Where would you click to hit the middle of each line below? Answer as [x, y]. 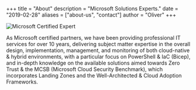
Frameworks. [22, 82]
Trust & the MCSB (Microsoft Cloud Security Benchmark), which [85, 69]
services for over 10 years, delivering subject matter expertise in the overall [98, 44]
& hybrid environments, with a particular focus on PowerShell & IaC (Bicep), [99, 57]
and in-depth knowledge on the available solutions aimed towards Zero [93, 63]
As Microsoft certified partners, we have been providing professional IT [94, 38]
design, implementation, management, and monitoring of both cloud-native [98, 50]
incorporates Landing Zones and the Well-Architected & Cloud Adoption [94, 75]
